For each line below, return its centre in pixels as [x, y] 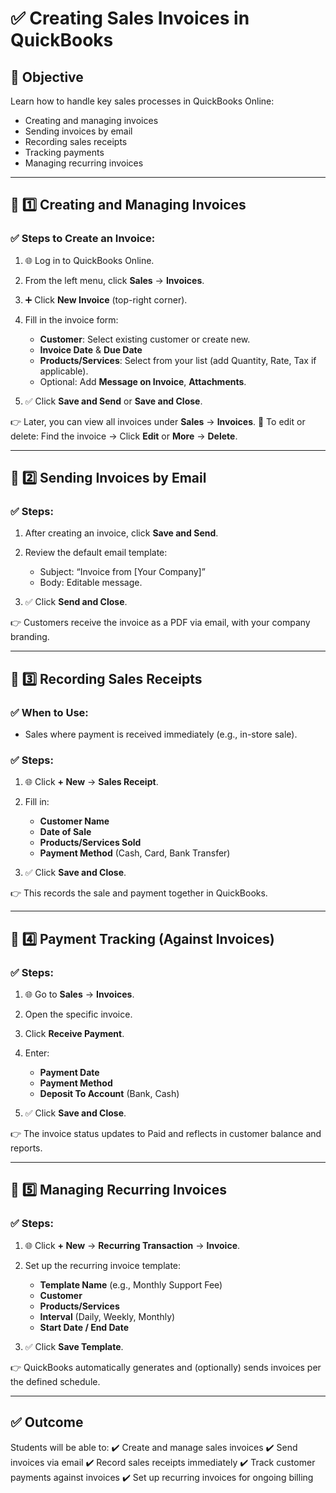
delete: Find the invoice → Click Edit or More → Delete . [124, 436]
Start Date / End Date [84, 1327]
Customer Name [74, 821]
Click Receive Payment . [74, 1034]
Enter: [37, 1053]
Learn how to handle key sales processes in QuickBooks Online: [142, 101]
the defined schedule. [55, 1381]
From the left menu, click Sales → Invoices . [114, 280]
